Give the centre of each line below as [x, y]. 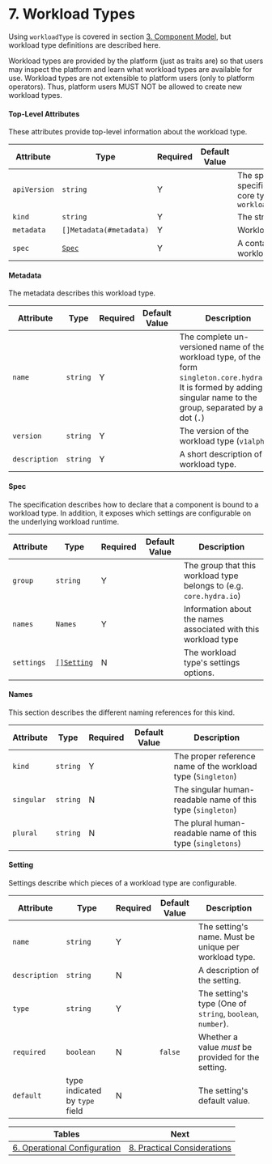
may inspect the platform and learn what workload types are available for [130, 69]
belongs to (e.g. [213, 585]
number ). [213, 1023]
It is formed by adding [221, 388]
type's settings [212, 662]
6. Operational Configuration [67, 1148]
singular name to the [218, 397]
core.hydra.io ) [212, 596]
